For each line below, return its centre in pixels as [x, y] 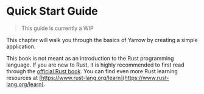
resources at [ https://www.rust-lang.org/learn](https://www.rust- [88, 78]
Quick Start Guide [52, 11]
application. [21, 46]
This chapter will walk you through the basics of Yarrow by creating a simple [102, 40]
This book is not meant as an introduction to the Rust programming [90, 58]
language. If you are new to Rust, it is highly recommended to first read [95, 65]
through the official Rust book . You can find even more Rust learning [92, 71]
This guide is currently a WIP [57, 28]
